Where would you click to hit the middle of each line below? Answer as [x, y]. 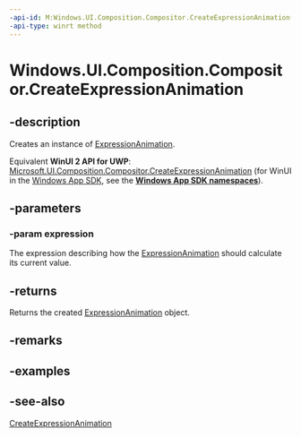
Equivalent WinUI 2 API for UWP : [70, 161]
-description [45, 122]
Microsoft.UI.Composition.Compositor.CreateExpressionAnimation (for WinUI [150, 170]
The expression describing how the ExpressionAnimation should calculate [146, 253]
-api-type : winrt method [56, 26]
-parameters [45, 208]
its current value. [40, 263]
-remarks [36, 341]
